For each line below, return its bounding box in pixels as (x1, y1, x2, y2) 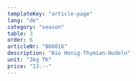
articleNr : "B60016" (7, 43, 68, 50)
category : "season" (7, 23, 65, 30)
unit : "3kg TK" (7, 56, 52, 63)
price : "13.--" (7, 63, 52, 70)
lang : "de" (7, 17, 39, 24)
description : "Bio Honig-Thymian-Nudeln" (7, 50, 131, 57)
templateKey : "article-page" (7, 10, 93, 18)
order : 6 (7, 37, 33, 44)
